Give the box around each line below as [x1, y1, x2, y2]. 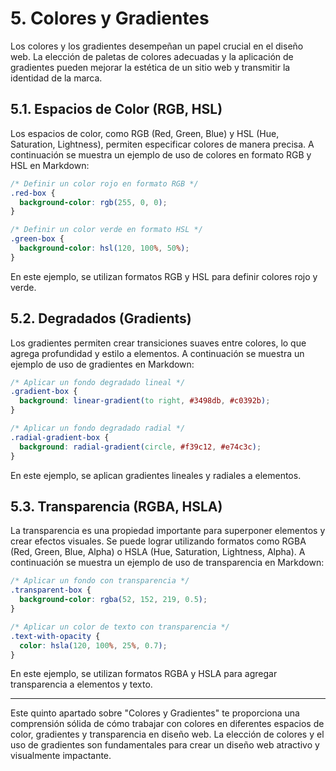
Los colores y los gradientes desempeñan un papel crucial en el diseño [10, 40, 304, 52]
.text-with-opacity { [10, 631, 101, 641]
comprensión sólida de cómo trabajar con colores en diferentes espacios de [10, 718, 325, 730]
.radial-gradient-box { [10, 432, 110, 442]
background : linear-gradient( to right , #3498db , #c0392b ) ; [19, 396, 271, 406]
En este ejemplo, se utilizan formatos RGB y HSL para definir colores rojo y [10, 270, 318, 282]
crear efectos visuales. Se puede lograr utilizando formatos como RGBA [10, 535, 307, 547]
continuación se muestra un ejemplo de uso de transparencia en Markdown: [10, 557, 325, 569]
